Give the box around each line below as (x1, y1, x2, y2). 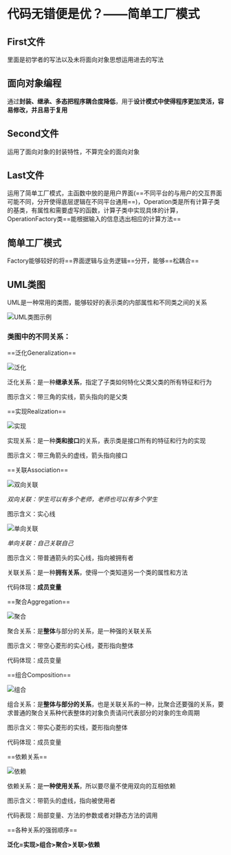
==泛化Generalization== (7, 349, 77, 357)
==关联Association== (7, 466, 69, 474)
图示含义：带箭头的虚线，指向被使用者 (7, 796, 115, 805)
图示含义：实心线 (7, 510, 56, 518)
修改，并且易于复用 (12, 105, 67, 114)
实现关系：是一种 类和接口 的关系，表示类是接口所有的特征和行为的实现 (7, 437, 206, 445)
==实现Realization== (7, 407, 67, 415)
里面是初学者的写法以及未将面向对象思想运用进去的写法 (7, 56, 164, 63)
